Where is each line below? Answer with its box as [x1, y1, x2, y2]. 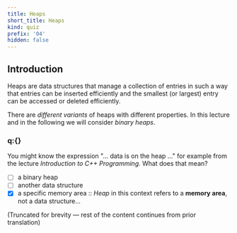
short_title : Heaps [7, 17, 65, 24]
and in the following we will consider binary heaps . [7, 118, 156, 126]
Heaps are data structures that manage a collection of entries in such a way [7, 81, 229, 90]
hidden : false [7, 37, 50, 44]
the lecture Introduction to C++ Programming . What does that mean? [7, 159, 208, 168]
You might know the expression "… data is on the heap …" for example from [7, 152, 228, 160]
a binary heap [17, 173, 58, 181]
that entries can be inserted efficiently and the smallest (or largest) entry [7, 89, 219, 98]
